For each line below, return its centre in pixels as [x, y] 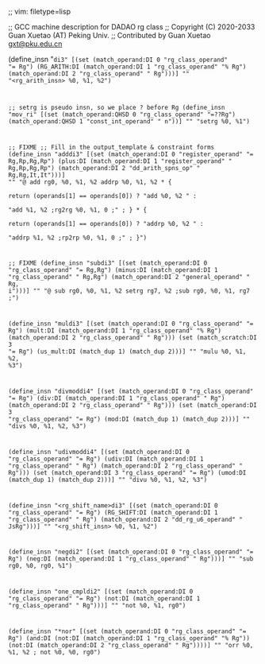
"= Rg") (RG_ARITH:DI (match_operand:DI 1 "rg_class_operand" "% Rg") [127, 67]
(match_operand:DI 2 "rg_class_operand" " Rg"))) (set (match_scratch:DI [133, 338]
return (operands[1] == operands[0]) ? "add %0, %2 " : [102, 196]
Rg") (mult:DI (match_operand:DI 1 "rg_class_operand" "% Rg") [115, 331]
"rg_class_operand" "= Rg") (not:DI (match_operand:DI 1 [104, 599]
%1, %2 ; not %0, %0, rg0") [55, 652]
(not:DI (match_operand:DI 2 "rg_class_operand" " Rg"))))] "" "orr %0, [131, 645]
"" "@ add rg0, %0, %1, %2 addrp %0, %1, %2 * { [90, 182]
